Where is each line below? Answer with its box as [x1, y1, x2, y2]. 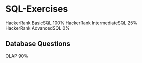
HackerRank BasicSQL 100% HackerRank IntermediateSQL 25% [5, 20, 138, 26]
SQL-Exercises [5, 3, 68, 15]
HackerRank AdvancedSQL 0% [5, 25, 70, 31]
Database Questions [5, 40, 70, 48]
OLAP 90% [5, 53, 29, 59]
